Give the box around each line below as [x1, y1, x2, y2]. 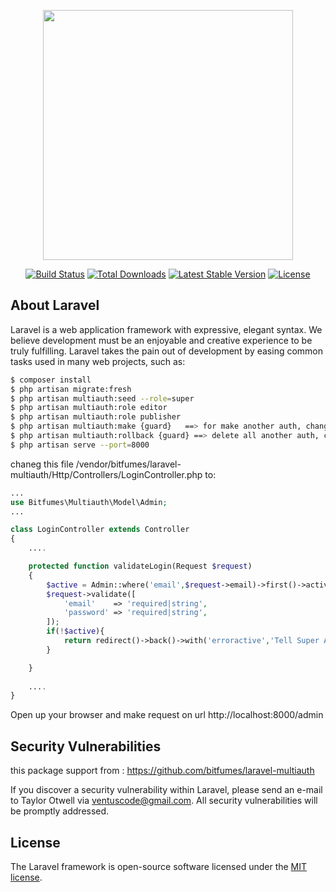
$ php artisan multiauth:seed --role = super [10, 393, 195, 404]
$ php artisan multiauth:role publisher [10, 412, 182, 422]
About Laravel [10, 297, 100, 314]
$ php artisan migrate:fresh [10, 384, 132, 394]
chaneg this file [10, 458, 74, 470]
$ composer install [10, 375, 92, 385]
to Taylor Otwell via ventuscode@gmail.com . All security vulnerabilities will [10, 795, 318, 807]
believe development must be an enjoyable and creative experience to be [10, 334, 313, 346]
